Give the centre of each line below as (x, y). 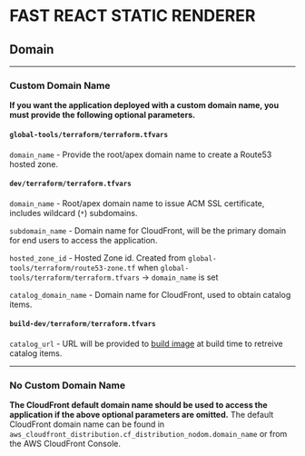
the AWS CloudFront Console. (65, 444)
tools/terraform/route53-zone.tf (73, 268)
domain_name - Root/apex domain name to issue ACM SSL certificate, (137, 203)
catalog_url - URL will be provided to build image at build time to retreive (146, 343)
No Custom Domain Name (67, 385)
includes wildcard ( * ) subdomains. (74, 213)
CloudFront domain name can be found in (87, 424)
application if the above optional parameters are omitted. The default (142, 415)
